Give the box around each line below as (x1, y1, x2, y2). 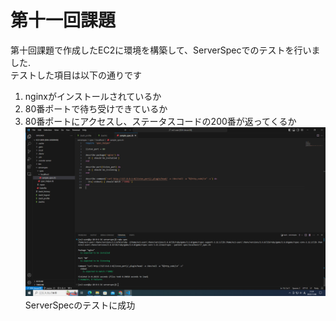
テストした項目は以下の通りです (10, 69, 142, 81)
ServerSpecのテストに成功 (24, 299, 136, 311)
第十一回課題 (10, 9, 117, 32)
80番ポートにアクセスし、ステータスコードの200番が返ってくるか (24, 115, 297, 127)
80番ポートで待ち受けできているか (24, 102, 168, 115)
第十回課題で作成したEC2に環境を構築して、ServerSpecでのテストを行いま (10, 44, 321, 56)
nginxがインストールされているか (24, 90, 162, 102)
